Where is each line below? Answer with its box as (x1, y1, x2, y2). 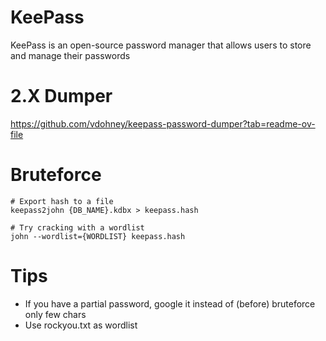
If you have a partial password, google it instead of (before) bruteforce (24, 297, 316, 310)
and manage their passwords (10, 49, 131, 61)
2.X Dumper (10, 85, 113, 108)
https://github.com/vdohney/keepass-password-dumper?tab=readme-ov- (10, 117, 316, 130)
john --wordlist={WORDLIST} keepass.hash (10, 231, 186, 241)
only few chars (24, 308, 87, 320)
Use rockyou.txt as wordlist (24, 319, 138, 331)
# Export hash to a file (10, 196, 114, 206)
